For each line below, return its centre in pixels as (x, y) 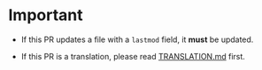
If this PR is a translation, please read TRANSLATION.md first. (133, 56)
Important (46, 15)
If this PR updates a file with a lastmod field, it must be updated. (137, 39)
